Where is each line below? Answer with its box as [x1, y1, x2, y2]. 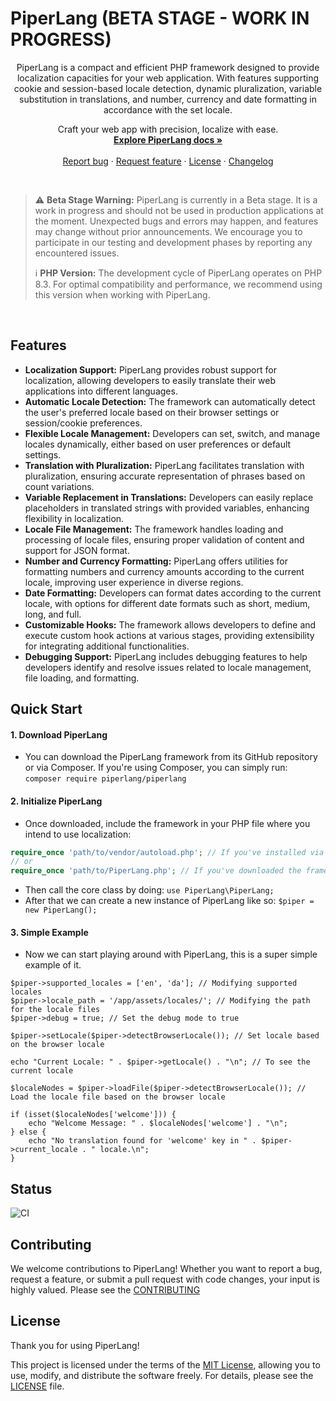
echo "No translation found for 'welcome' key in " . [28, 1136, 257, 1146]
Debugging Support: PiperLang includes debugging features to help [24, 650, 308, 662]
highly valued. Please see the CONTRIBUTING [10, 1284, 201, 1296]
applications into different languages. [24, 385, 178, 397]
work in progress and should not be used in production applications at [34, 204, 324, 216]
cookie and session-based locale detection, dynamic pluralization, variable [13, 82, 323, 94]
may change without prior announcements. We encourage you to [34, 225, 303, 237]
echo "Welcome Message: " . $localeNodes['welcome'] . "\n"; [28, 1118, 288, 1129]
